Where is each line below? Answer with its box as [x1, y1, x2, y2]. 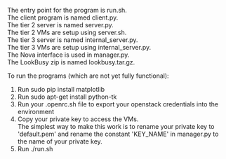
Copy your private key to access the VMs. [17, 115, 139, 123]
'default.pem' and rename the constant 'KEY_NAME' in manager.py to [17, 130, 219, 138]
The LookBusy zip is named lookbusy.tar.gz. [7, 58, 135, 66]
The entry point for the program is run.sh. [7, 6, 128, 14]
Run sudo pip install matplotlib [17, 85, 105, 93]
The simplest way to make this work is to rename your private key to [17, 123, 215, 130]
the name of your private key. [17, 137, 103, 146]
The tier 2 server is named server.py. [7, 21, 114, 29]
